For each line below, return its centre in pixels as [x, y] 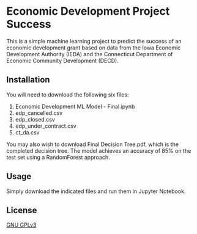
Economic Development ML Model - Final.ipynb [75, 106]
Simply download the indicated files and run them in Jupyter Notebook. [96, 191]
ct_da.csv [27, 132]
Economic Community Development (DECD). [63, 60]
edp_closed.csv [35, 119]
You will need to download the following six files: [68, 94]
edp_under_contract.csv [46, 126]
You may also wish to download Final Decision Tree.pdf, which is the [93, 144]
